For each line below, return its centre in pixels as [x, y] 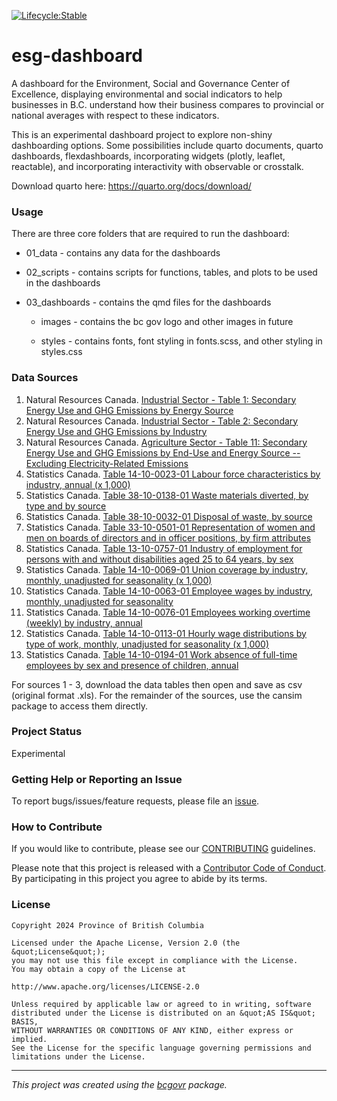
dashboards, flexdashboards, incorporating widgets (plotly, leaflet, [148, 156]
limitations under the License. [78, 1056]
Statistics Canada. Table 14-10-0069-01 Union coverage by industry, [167, 569]
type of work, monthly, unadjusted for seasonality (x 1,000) [147, 644]
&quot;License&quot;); [58, 951]
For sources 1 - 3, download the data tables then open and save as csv [157, 684]
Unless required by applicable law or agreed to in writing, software [161, 1004]
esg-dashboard [77, 56]
